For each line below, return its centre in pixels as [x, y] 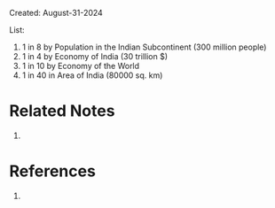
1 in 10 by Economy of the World [81, 66]
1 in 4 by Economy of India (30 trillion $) [95, 56]
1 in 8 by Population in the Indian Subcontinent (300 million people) [144, 47]
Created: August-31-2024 [56, 13]
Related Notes [62, 111]
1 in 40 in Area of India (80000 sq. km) [92, 75]
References [52, 171]
